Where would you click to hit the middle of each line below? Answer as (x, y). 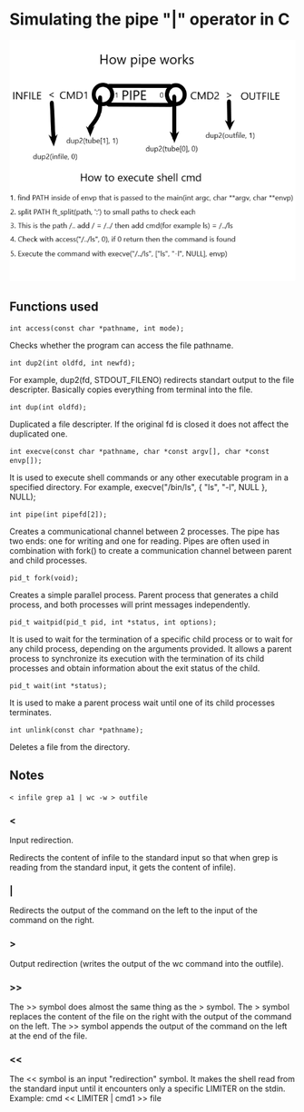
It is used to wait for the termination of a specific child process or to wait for (151, 639)
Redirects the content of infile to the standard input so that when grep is (144, 858)
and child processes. (49, 560)
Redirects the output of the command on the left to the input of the (134, 910)
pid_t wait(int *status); (58, 685)
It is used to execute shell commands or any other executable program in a (149, 477)
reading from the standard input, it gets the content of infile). (123, 868)
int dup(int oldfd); (49, 407)
